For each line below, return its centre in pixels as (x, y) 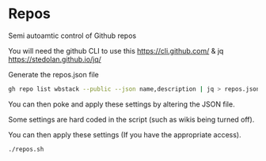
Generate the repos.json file (53, 74)
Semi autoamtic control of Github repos (72, 36)
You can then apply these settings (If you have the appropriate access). (125, 134)
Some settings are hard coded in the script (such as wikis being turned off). (131, 119)
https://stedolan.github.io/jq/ (55, 59)
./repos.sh (26, 149)
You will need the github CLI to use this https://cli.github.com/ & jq (116, 51)
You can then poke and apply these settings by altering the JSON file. (122, 104)
